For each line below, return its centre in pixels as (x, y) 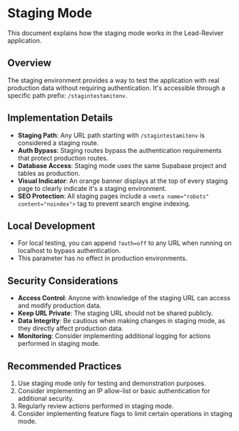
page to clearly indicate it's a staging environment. (92, 188)
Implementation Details (60, 118)
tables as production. (49, 173)
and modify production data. (60, 306)
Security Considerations (63, 281)
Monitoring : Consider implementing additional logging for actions (114, 336)
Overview (30, 63)
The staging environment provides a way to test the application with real (113, 80)
